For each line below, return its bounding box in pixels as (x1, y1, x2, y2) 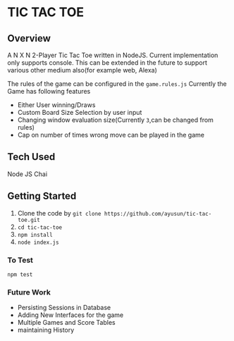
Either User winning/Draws (17, 101, 96, 109)
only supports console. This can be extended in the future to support (7, 58, 208, 67)
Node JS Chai (7, 170, 48, 178)
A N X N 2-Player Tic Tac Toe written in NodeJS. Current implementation (7, 51, 218, 59)
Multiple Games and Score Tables (17, 318, 116, 327)
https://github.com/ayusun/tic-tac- (104, 210, 212, 217)
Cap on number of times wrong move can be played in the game (17, 131, 204, 139)
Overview (7, 32, 51, 44)
